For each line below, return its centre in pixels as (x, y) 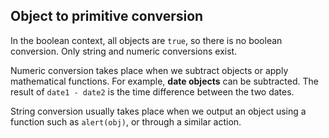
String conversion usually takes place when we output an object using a (158, 111)
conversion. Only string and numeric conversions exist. (124, 51)
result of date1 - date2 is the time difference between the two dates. (152, 91)
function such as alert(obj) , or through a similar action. (126, 121)
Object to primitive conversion (107, 16)
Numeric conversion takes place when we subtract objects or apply (149, 70)
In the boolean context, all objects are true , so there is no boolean (146, 40)
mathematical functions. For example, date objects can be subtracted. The (164, 81)
